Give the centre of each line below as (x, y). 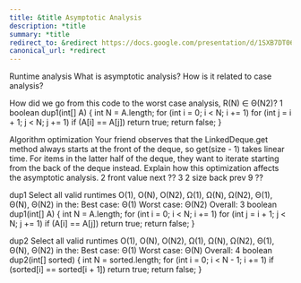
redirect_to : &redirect (54, 43)
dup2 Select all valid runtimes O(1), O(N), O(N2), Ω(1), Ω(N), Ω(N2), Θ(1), (142, 241)
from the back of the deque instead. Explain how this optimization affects (144, 168)
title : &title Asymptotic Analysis (76, 17)
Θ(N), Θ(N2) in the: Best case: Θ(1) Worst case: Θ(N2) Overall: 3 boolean (143, 205)
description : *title (48, 26)
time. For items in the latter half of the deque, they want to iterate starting (144, 159)
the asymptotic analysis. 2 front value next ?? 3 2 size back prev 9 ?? (137, 178)
